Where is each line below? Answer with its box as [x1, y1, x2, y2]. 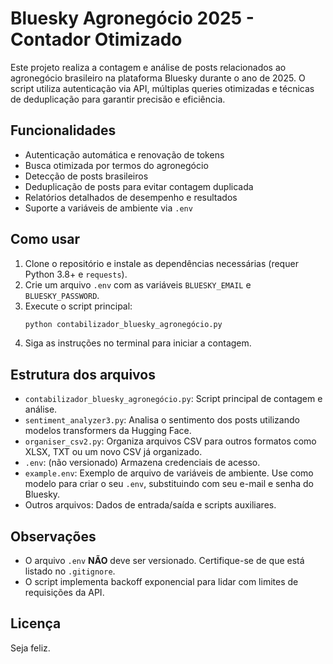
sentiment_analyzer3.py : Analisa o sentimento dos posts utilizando [24, 414, 300, 426]
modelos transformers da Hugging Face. [24, 425, 192, 437]
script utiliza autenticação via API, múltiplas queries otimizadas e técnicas [10, 82, 315, 94]
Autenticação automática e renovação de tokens [24, 148, 225, 161]
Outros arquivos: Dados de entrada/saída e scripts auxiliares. [24, 499, 277, 511]
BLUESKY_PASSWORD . [24, 289, 100, 301]
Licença [10, 615, 62, 632]
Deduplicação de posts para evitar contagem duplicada [24, 180, 254, 192]
